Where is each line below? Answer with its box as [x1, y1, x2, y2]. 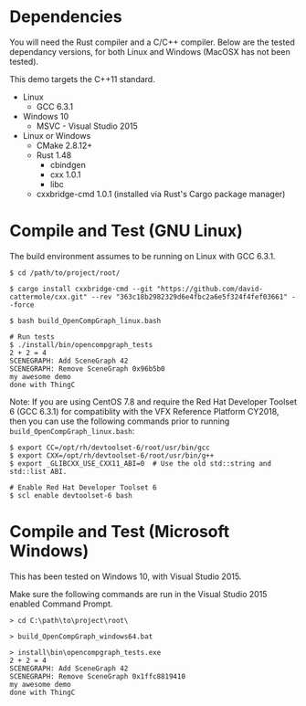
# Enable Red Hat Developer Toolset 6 [9, 482, 157, 492]
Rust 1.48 [36, 149, 72, 161]
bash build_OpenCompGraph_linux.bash [17, 316, 162, 325]
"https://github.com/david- [156, 284, 263, 293]
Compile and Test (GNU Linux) [9, 221, 244, 241]
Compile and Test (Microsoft [9, 522, 230, 543]
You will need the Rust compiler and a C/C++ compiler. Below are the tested [9, 37, 295, 47]
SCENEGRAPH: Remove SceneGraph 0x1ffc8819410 [9, 671, 185, 681]
